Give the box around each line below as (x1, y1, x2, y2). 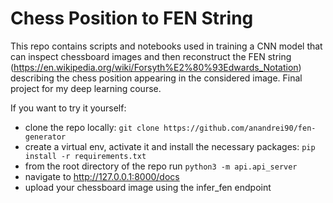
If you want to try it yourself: (10, 102, 127, 114)
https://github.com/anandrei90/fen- (163, 123, 317, 133)
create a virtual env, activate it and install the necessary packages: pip (24, 140, 316, 152)
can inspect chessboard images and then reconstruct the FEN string (10, 50, 292, 62)
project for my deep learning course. (10, 82, 162, 94)
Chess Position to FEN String (10, 7, 254, 30)
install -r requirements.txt (24, 151, 147, 161)
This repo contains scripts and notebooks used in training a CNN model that (10, 40, 323, 52)
